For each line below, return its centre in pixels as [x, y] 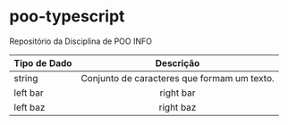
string [26, 78]
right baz [178, 107]
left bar [29, 93]
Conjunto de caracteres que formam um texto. [177, 78]
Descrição [178, 62]
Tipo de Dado [43, 62]
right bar [178, 93]
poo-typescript [67, 17]
